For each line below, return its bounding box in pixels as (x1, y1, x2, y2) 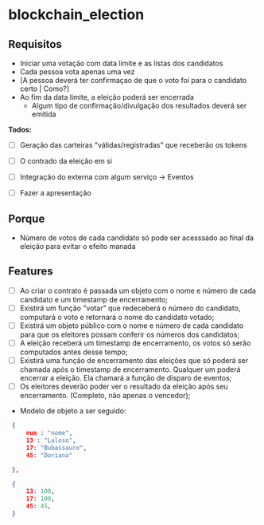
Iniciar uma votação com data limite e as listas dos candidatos (19, 58, 223, 68)
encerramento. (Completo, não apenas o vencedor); (19, 391, 191, 401)
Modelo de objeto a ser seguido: (19, 406, 126, 416)
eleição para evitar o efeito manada (19, 242, 137, 251)
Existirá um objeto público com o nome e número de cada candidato (19, 321, 244, 330)
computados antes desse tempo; (19, 347, 128, 357)
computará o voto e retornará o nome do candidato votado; (19, 313, 215, 322)
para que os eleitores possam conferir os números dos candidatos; (19, 330, 240, 340)
